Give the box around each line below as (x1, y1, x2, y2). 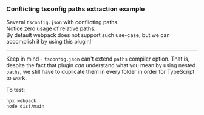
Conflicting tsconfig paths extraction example (6, 5, 145, 13)
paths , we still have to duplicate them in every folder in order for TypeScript (6, 68, 195, 76)
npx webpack (6, 98, 36, 104)
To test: (6, 87, 25, 94)
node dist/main (6, 103, 45, 110)
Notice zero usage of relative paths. (6, 25, 96, 32)
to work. (6, 74, 27, 82)
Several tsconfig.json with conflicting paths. (6, 19, 119, 26)
